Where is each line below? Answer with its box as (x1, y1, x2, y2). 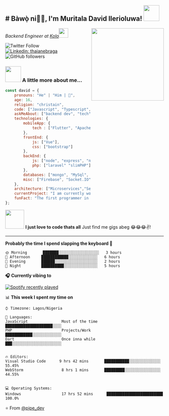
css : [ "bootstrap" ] (32, 144, 73, 149)
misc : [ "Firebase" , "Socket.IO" (23, 177, 92, 182)
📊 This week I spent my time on (5, 294, 73, 300)
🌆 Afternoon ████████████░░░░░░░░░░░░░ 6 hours (5, 254, 121, 259)
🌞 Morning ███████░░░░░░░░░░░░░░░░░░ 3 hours (5, 250, 122, 255)
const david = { (5, 88, 39, 93)
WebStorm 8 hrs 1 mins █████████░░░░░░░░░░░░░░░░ (5, 367, 161, 373)
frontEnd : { (23, 134, 49, 140)
